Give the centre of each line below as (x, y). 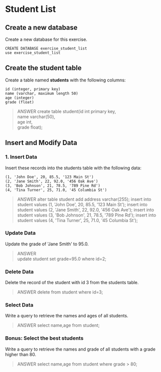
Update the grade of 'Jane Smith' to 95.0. (47, 244)
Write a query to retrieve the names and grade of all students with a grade (80, 349)
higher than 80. (21, 354)
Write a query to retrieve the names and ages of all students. (67, 316)
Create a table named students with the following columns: (65, 80)
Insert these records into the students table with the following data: (73, 168)
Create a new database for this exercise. (46, 39)
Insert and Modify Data (41, 143)
